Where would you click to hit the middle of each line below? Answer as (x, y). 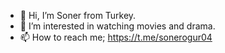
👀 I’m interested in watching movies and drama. (117, 26)
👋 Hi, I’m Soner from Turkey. (78, 15)
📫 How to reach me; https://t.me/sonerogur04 (116, 37)
